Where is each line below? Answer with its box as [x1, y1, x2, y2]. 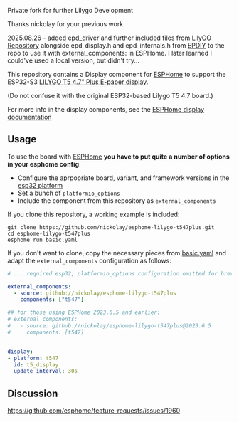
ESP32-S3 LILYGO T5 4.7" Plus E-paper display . [7, 78, 149, 86]
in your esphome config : [7, 159, 81, 168]
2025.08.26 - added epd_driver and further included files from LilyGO [7, 33, 212, 42]
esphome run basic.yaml [7, 236, 78, 243]
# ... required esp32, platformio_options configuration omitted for [7, 270, 218, 277]
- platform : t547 [7, 354, 59, 362]
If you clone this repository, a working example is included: [7, 210, 180, 218]
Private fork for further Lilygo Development [7, 6, 134, 14]
